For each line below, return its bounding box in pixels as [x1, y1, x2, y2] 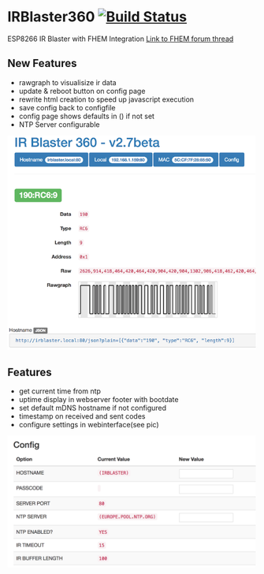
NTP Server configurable [18, 119, 100, 129]
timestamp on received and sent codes [18, 412, 146, 421]
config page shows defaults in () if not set [18, 111, 155, 121]
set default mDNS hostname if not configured [18, 403, 167, 413]
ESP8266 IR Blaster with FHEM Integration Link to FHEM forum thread [7, 34, 234, 43]
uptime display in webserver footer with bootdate [18, 395, 179, 404]
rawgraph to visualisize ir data [18, 77, 117, 87]
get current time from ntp [18, 386, 102, 396]
